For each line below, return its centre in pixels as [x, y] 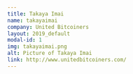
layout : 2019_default [39, 33]
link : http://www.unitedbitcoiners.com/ [67, 60]
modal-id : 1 [24, 40]
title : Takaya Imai [36, 14]
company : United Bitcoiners [48, 27]
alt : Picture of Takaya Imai [50, 54]
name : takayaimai [33, 20]
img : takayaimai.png [37, 47]
